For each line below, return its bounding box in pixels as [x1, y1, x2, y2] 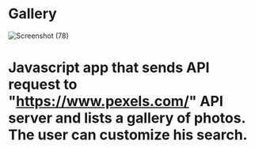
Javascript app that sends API [8, 59, 210, 77]
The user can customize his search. [8, 126, 248, 144]
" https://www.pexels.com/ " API [8, 93, 224, 111]
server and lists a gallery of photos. [8, 109, 245, 127]
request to [8, 76, 78, 93]
